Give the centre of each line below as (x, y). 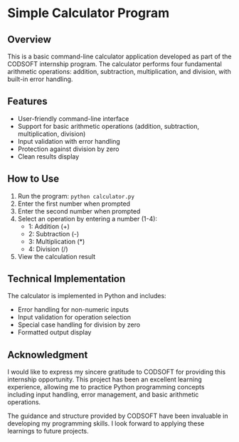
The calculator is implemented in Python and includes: (87, 296)
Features (27, 101)
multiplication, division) (52, 134)
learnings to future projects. (48, 431)
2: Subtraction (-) (54, 233)
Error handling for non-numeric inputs (73, 310)
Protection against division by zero (68, 149)
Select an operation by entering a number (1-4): (87, 219)
